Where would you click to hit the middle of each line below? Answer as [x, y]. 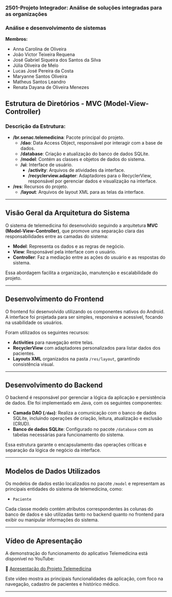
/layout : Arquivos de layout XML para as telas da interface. [82, 192]
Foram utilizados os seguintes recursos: [47, 332]
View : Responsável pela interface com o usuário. [64, 251]
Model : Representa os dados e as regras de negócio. [69, 246]
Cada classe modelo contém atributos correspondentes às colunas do [79, 509]
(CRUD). [21, 424]
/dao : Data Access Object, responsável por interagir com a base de [91, 142]
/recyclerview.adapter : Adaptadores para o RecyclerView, [90, 175]
